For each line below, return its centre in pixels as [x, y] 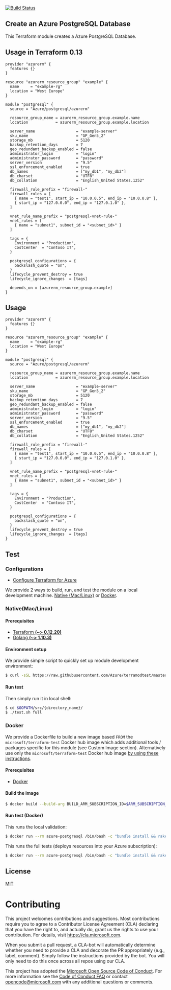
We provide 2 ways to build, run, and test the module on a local [72, 590]
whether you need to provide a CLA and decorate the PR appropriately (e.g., [85, 950]
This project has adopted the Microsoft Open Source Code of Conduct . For [84, 971]
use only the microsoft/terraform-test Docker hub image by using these [82, 753]
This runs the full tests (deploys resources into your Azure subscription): [81, 846]
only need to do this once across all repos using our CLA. [65, 961]
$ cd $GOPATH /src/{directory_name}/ [44, 708]
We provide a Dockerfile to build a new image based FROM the [69, 736]
